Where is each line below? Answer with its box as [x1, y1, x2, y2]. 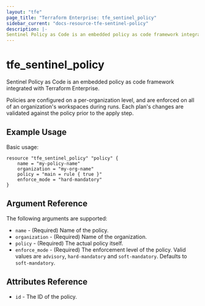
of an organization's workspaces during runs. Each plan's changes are [6, 103, 184, 111]
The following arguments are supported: [6, 214, 108, 222]
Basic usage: [6, 143, 39, 150]
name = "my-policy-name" [17, 160, 81, 167]
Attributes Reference [6, 277, 88, 287]
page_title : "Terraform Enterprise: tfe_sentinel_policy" [6, 15, 157, 21]
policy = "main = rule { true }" [17, 171, 103, 177]
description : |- [6, 26, 48, 32]
